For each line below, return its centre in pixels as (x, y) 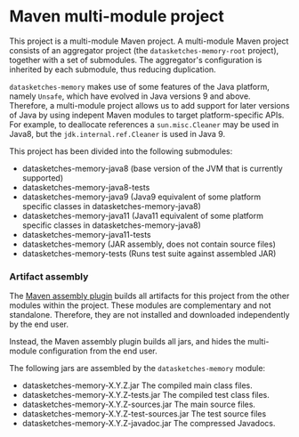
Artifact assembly (49, 276)
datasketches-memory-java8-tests (86, 187)
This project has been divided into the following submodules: (121, 151)
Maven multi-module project (117, 16)
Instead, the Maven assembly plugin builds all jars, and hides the (128, 342)
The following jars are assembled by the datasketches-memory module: (137, 368)
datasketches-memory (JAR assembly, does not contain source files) (149, 244)
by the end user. (39, 324)
